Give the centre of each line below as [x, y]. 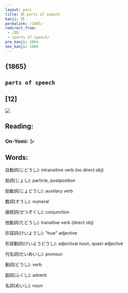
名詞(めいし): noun [24, 286]
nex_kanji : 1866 [22, 47]
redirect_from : [21, 28]
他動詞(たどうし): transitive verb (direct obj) [49, 223]
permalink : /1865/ [24, 24]
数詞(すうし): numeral [27, 201]
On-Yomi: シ [20, 141]
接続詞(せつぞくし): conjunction [37, 212]
